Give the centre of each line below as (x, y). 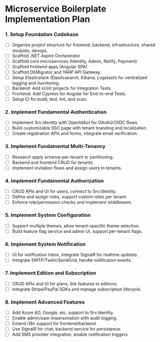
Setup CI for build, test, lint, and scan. (50, 99)
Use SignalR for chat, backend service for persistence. (67, 329)
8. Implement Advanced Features (45, 302)
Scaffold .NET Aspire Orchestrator (46, 56)
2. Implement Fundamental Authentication (56, 112)
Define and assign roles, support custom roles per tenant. (70, 197)
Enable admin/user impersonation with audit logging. (65, 318)
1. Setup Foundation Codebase (42, 34)
